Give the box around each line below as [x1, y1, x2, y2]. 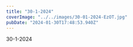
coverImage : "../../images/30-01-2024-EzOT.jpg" [6, 14, 128, 20]
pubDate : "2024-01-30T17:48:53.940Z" [6, 19, 99, 25]
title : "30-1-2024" [6, 8, 54, 15]
